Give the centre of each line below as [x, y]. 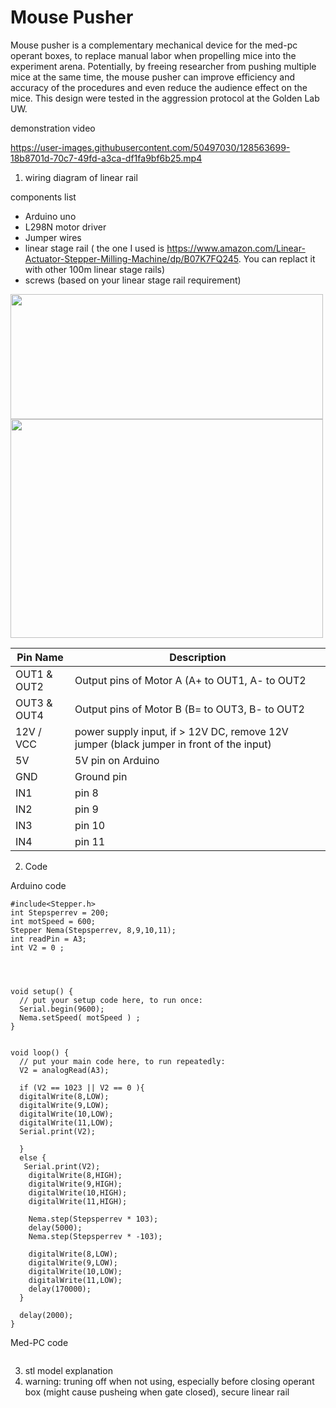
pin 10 [90, 825]
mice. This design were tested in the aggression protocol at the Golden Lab [165, 98]
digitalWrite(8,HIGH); [75, 1175]
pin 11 [90, 841]
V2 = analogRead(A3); [64, 1070]
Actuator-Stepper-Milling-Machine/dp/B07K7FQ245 [131, 258]
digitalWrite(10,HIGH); [78, 1192]
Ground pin [101, 776]
